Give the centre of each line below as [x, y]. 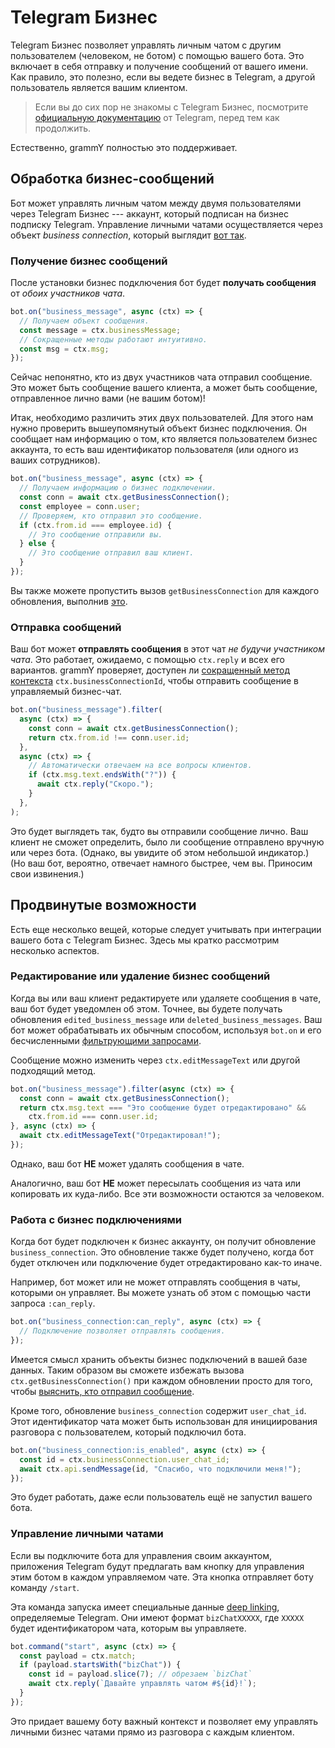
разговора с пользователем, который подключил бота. [128, 1432]
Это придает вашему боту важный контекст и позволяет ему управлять [164, 1721]
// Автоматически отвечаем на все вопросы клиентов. [140, 766]
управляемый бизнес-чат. [66, 692]
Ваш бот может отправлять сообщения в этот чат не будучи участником [167, 649]
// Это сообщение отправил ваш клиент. [111, 553]
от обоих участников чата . [68, 293]
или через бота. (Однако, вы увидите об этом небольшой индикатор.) [160, 852]
